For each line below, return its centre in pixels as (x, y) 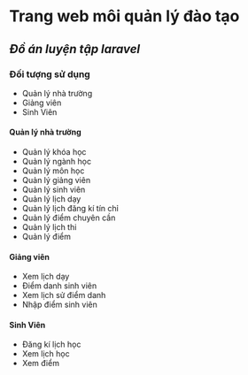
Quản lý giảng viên (56, 180)
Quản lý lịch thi (49, 227)
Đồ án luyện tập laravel (75, 49)
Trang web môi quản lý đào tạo (124, 16)
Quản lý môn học (53, 171)
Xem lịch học (46, 354)
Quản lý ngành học (56, 162)
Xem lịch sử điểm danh (64, 295)
